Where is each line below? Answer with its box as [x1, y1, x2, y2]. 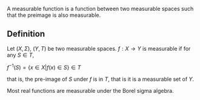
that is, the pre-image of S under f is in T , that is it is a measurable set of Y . [7, 75, 195, 83]
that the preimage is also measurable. [7, 11, 101, 19]
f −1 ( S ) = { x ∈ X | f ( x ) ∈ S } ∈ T [7, 63, 81, 71]
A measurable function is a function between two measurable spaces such [7, 5, 194, 12]
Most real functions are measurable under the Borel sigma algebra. [7, 87, 175, 95]
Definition [7, 29, 45, 39]
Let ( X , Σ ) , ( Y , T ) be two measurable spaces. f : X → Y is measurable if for [7, 45, 191, 52]
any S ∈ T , [7, 51, 35, 58]
